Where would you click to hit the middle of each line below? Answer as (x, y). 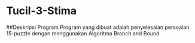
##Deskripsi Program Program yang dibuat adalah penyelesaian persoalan (98, 27)
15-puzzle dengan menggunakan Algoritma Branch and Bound (83, 33)
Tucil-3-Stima (41, 11)
